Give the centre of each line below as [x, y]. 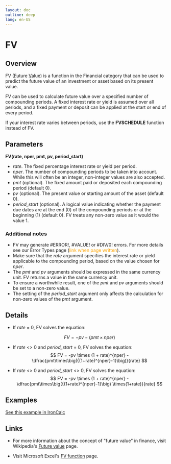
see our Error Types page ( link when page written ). [66, 250]
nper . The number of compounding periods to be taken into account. [85, 172]
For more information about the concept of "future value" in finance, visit [89, 441]
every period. [19, 113]
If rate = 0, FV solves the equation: [49, 328]
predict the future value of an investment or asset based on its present [79, 81]
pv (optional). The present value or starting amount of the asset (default [88, 193]
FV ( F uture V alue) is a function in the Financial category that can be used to [85, 76]
